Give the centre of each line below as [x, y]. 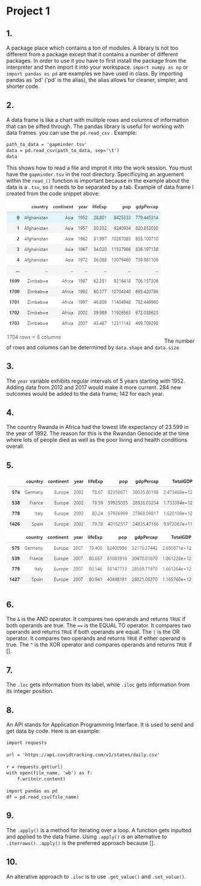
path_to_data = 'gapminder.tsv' [47, 144]
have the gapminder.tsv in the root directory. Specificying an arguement [95, 174]
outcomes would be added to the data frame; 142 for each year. [85, 394]
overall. [15, 446]
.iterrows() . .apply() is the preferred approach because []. [81, 843]
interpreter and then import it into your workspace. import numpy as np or [97, 67]
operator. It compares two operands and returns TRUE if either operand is [96, 639]
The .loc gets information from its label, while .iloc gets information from [98, 685]
